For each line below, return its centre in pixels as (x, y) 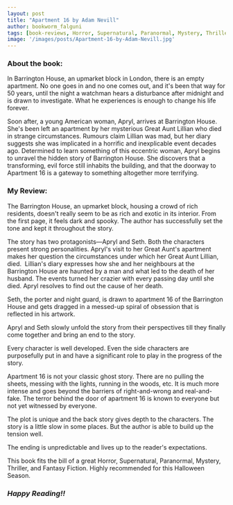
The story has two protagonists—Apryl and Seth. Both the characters (106, 241)
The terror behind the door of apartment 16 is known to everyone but (121, 398)
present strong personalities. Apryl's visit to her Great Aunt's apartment (109, 249)
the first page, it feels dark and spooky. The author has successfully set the (115, 221)
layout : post (26, 14)
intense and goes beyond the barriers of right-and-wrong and (95, 391)
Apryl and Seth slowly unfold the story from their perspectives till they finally (116, 327)
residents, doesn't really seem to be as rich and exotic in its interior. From (112, 213)
